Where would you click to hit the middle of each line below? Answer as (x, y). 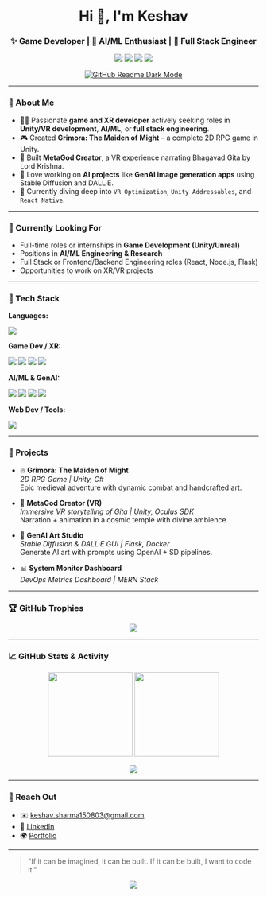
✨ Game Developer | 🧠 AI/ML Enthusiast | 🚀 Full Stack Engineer (133, 41)
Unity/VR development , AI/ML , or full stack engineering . (114, 128)
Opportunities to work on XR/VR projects (86, 270)
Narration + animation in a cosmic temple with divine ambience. (124, 519)
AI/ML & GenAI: (34, 378)
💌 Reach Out (33, 797)
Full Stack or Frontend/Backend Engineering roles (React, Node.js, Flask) (139, 262)
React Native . (42, 200)
